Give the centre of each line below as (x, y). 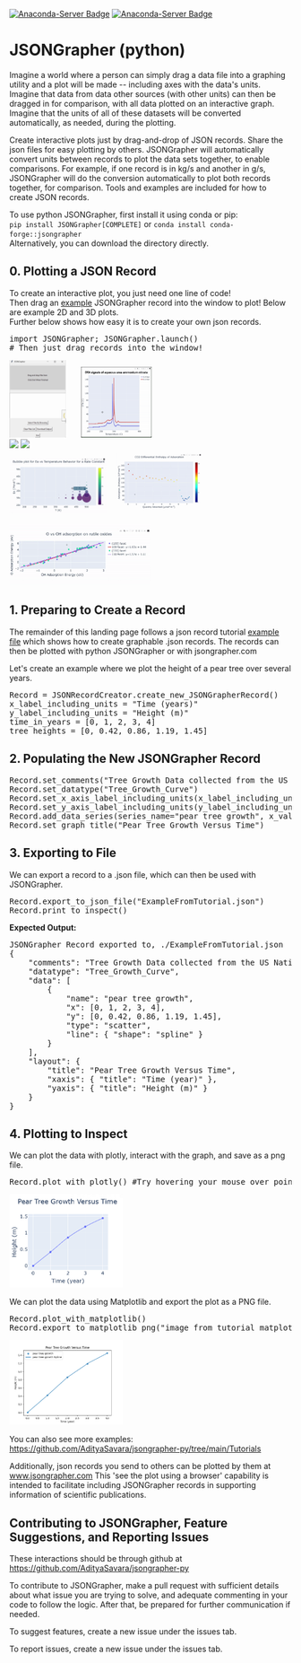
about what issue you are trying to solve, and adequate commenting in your (149, 1595)
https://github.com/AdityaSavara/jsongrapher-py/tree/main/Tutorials (135, 1449)
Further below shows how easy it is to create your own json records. (135, 321)
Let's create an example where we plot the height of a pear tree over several (150, 668)
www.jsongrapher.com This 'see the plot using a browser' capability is (139, 1475)
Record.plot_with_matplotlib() (78, 1319)
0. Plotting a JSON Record (83, 271)
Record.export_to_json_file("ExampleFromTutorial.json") (137, 901)
